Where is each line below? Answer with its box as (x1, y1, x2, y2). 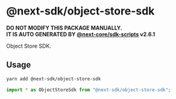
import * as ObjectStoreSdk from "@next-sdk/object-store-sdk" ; (6, 86, 171, 93)
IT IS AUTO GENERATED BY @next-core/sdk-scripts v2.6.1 (6, 30, 156, 37)
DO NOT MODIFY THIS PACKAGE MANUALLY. (6, 24, 122, 31)
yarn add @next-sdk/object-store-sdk (6, 75, 101, 82)
